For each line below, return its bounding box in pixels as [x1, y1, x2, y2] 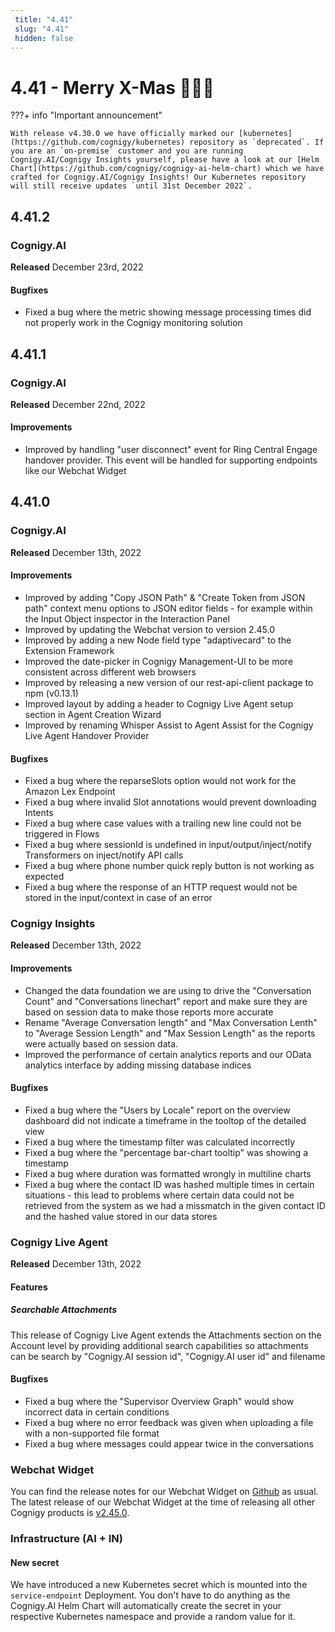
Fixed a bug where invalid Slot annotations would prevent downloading [24, 796, 317, 808]
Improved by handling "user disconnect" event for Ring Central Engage [24, 444, 318, 456]
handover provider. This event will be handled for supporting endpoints [24, 454, 318, 466]
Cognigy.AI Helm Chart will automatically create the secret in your [10, 1600, 282, 1612]
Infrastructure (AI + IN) [10, 1532, 123, 1546]
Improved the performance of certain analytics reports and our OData [24, 1048, 312, 1060]
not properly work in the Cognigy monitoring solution [24, 317, 243, 329]
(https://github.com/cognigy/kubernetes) [10, 137, 186, 148]
